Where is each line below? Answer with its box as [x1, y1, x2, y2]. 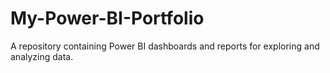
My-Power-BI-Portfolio [10, 7, 205, 30]
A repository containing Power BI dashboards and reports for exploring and [10, 40, 320, 52]
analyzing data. [10, 50, 74, 62]
